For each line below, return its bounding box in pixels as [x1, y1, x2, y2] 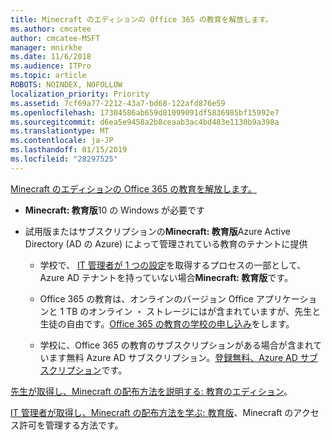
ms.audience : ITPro [10, 61, 92, 71]
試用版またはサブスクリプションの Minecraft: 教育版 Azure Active [24, 225, 291, 237]
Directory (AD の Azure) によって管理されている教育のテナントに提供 [24, 237, 308, 250]
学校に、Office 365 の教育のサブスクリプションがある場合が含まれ [39, 339, 314, 351]
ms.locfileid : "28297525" [10, 154, 118, 164]
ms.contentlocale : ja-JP [10, 136, 114, 146]
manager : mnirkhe [10, 42, 83, 53]
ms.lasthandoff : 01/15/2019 [10, 145, 128, 155]
